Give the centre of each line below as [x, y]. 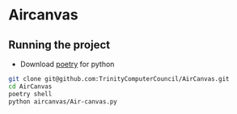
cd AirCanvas [30, 87]
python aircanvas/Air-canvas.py [63, 101]
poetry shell [30, 94]
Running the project [59, 45]
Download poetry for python [67, 64]
